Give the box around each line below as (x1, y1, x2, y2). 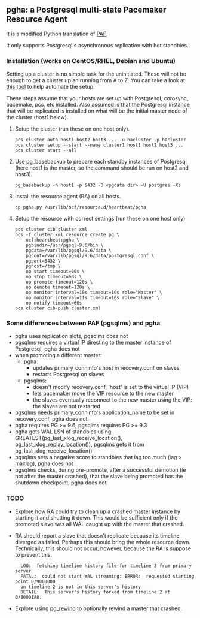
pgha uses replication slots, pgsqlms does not (14, 333, 128, 340)
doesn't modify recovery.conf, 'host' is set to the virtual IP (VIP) (32, 384, 189, 391)
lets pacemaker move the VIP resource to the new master (32, 390, 174, 397)
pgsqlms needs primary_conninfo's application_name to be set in (14, 409, 175, 416)
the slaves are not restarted (32, 403, 100, 410)
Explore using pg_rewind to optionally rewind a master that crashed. (14, 605, 183, 612)
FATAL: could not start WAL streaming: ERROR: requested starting (20, 573, 195, 579)
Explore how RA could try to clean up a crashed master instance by (14, 508, 181, 515)
